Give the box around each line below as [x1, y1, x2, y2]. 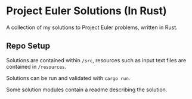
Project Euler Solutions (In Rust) [6, 4, 167, 18]
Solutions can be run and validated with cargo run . [6, 74, 131, 81]
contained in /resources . [6, 63, 67, 70]
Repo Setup [6, 41, 51, 51]
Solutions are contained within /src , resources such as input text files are [6, 56, 187, 63]
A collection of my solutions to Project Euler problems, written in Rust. [6, 24, 178, 31]
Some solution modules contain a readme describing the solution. [6, 86, 168, 93]
